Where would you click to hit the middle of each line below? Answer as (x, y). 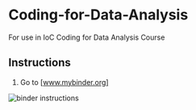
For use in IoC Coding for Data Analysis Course (87, 37)
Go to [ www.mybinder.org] (64, 82)
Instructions (40, 63)
